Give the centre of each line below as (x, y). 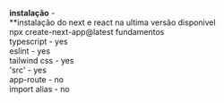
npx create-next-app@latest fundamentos (87, 32)
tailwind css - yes (42, 60)
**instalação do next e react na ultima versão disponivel (113, 22)
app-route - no (37, 79)
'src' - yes (28, 70)
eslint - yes (30, 51)
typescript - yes (39, 41)
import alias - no (39, 89)
